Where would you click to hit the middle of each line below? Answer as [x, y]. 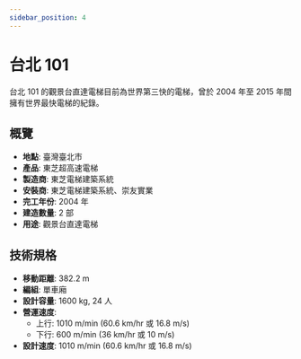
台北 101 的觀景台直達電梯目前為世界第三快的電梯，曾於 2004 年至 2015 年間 [150, 92]
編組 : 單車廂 [44, 290]
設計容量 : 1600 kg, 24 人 [67, 301]
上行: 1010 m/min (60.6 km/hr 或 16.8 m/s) [113, 323]
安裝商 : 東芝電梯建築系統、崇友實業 [88, 190]
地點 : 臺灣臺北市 [52, 157]
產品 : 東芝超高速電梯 [60, 168]
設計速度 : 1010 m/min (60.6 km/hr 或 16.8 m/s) [107, 346]
